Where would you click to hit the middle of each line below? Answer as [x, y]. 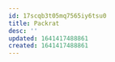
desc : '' [23, 31]
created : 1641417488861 [49, 46]
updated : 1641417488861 [49, 38]
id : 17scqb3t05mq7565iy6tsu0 [57, 16]
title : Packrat [34, 23]
